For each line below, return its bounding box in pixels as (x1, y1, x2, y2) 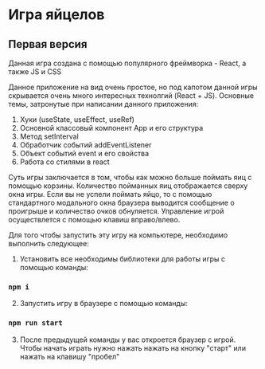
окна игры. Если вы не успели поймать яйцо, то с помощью (8, 190, 212, 198)
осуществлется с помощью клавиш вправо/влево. (8, 215, 181, 224)
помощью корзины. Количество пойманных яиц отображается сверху (8, 181, 248, 190)
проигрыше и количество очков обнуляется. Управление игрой (8, 206, 224, 216)
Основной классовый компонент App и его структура (19, 124, 204, 132)
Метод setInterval (19, 132, 80, 141)
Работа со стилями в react (19, 157, 110, 167)
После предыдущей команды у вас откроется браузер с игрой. (19, 335, 236, 344)
